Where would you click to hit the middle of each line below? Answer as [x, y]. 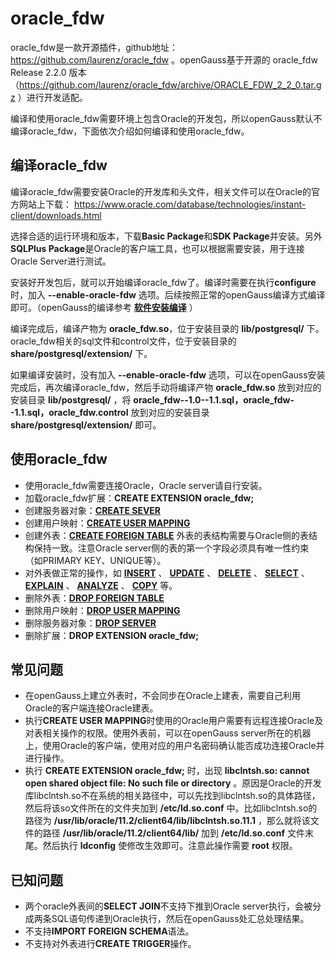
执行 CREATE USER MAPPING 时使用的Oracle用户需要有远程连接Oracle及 [174, 721]
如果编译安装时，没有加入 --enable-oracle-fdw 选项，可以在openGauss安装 [168, 374]
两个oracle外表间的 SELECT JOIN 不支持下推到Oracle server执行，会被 [168, 906]
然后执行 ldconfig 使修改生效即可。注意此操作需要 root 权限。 [170, 846]
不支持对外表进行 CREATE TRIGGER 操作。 [110, 944]
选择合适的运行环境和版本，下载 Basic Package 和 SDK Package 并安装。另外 [166, 236]
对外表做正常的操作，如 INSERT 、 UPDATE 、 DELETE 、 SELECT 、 [167, 573]
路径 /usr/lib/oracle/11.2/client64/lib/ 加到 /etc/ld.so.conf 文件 [173, 833]
